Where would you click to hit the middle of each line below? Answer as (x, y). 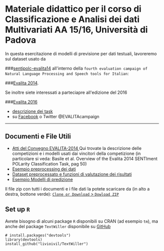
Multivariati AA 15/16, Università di (76, 30)
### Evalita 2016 (21, 102)
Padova (21, 40)
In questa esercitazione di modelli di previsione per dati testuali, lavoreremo (81, 53)
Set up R (18, 209)
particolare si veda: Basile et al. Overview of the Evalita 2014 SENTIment (85, 158)
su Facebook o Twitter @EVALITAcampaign (56, 116)
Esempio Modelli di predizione (42, 179)
